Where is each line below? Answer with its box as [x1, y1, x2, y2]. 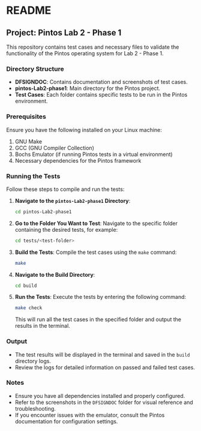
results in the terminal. [14, 322, 70, 330]
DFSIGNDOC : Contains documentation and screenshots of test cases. [14, 79, 188, 86]
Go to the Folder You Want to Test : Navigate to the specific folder [14, 220, 178, 227]
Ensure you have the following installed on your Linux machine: [6, 126, 162, 133]
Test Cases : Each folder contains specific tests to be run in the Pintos [14, 91, 188, 98]
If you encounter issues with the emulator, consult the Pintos [14, 411, 165, 418]
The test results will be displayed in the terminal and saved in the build [14, 351, 190, 358]
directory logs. [14, 357, 51, 364]
